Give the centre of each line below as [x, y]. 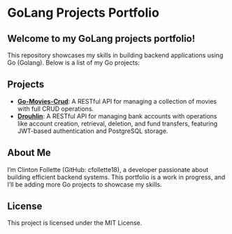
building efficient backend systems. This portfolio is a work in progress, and [116, 177]
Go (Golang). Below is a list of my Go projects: [73, 63]
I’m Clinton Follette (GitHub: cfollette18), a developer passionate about [108, 169]
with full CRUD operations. [56, 109]
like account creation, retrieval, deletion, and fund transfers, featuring [117, 123]
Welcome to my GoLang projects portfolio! [101, 39]
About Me [29, 153]
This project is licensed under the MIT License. [75, 223]
